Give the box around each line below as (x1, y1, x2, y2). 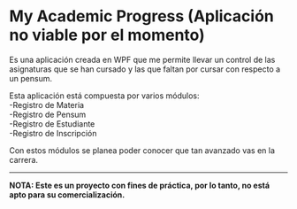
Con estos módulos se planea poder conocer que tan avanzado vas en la (9, 144, 276, 156)
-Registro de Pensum (9, 109, 87, 120)
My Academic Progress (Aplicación (9, 6, 274, 27)
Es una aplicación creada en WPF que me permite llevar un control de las (9, 54, 276, 65)
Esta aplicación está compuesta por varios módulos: (9, 90, 201, 101)
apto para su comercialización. (9, 189, 126, 200)
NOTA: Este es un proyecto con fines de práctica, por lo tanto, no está (9, 180, 270, 190)
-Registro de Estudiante (9, 118, 95, 129)
